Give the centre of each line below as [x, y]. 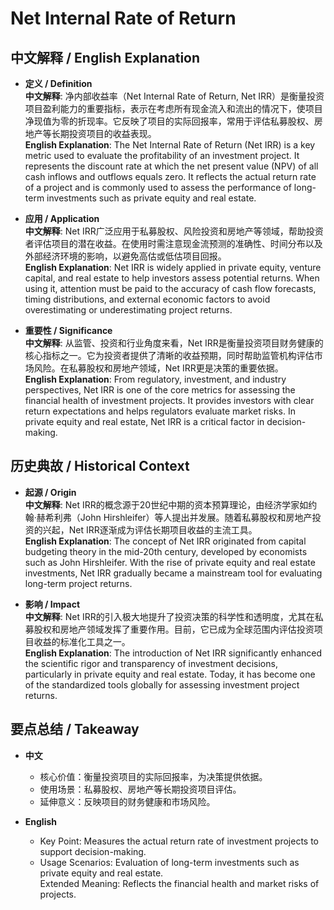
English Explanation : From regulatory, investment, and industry [155, 379]
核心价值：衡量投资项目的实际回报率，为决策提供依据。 [153, 776]
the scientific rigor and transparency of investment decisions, [151, 663]
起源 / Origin [50, 492]
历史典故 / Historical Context [100, 466]
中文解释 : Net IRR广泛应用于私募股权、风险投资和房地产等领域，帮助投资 [174, 231]
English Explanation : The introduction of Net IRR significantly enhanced [173, 653]
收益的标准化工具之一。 [82, 641]
